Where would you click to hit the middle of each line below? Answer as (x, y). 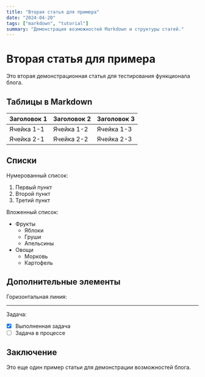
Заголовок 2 (72, 119)
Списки (22, 161)
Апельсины (39, 243)
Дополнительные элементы (63, 282)
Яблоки (34, 230)
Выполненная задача (43, 326)
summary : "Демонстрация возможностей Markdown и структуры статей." (95, 29)
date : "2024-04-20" (31, 18)
